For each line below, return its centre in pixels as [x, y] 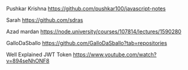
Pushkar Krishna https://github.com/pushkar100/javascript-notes [86, 9]
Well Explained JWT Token [39, 55]
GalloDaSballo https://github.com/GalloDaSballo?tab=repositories [87, 43]
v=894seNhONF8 [28, 61]
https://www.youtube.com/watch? [115, 55]
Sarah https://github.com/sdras [45, 20]
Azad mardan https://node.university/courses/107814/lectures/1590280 [94, 31]
